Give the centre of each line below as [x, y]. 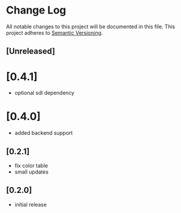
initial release [30, 204]
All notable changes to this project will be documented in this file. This [91, 26]
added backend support [44, 133]
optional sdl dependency [45, 93]
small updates [31, 172]
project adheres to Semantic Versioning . [54, 32]
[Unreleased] [31, 51]
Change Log [36, 10]
